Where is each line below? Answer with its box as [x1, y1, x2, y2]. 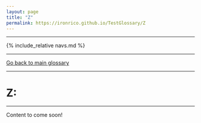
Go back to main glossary [6, 59, 69, 67]
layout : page [6, 8, 39, 15]
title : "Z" [6, 14, 33, 20]
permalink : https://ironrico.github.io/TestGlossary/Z [6, 20, 146, 26]
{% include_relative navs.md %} [6, 42, 86, 49]
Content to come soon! [6, 112, 63, 119]
